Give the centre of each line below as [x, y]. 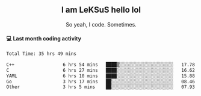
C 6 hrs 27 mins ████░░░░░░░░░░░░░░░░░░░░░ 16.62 [101, 70]
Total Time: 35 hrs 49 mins [42, 54]
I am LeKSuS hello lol [101, 10]
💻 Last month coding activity [44, 39]
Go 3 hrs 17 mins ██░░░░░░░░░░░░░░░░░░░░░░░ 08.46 [101, 82]
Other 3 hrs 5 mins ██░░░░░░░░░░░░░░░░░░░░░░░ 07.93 [101, 87]
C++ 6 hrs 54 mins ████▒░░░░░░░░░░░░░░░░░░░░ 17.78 [101, 65]
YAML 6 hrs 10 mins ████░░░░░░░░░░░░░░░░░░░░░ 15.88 [101, 76]
